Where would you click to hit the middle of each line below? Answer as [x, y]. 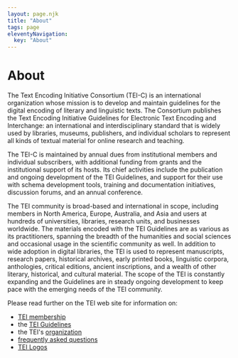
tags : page [23, 27]
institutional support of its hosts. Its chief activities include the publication [115, 170]
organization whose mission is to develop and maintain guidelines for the [114, 103]
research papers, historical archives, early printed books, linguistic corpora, [118, 259]
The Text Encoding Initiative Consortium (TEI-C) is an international [104, 95]
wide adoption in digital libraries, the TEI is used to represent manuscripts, [116, 252]
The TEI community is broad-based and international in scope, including [113, 206]
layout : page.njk [33, 14]
